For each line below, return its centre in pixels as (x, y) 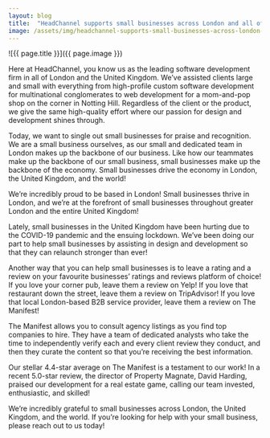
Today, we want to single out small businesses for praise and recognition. (130, 136)
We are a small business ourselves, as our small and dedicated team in (125, 145)
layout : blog (30, 16)
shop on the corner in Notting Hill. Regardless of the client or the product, (130, 103)
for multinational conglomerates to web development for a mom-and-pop (129, 95)
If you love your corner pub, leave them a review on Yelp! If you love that (128, 285)
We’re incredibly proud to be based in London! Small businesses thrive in (129, 194)
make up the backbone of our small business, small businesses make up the (135, 162)
